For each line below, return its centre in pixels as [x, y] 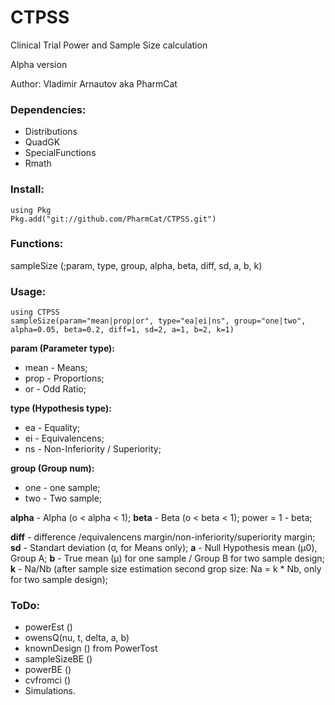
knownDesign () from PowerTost [91, 648]
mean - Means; [56, 368]
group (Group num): [52, 468]
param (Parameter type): [63, 348]
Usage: [28, 291]
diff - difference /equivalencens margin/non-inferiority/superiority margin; [163, 537]
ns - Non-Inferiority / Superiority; [93, 449]
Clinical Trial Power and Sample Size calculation [109, 45]
